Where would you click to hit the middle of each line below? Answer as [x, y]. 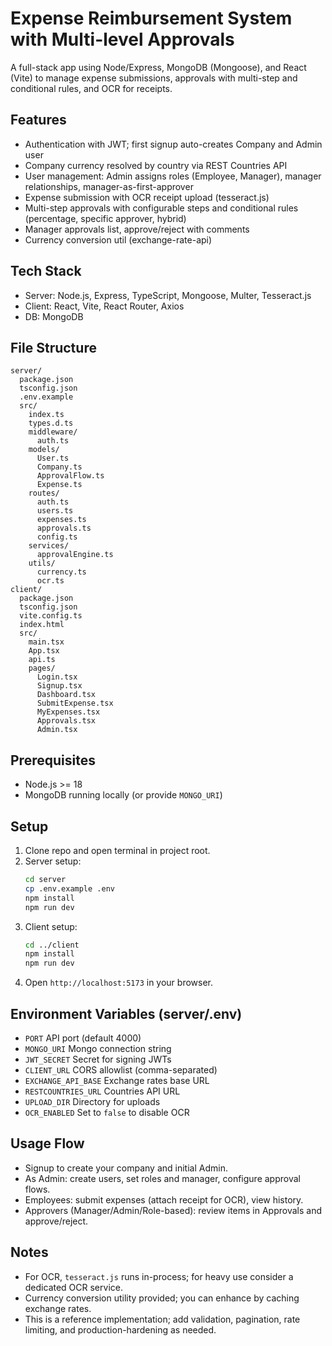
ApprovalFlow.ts [70, 476]
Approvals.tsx [66, 721]
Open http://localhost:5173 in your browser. [118, 983]
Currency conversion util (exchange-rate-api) [118, 239]
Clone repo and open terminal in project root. [117, 850]
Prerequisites [53, 760]
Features [38, 120]
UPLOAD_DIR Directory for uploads [92, 1101]
